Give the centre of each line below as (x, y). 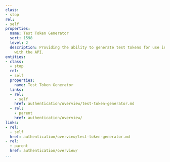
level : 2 (19, 43)
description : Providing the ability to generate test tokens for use (84, 47)
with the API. (29, 52)
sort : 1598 (21, 38)
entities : (16, 57)
